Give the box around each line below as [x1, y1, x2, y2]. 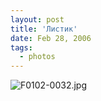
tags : [10, 42, 33, 53]
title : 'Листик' [10, 24, 78, 34]
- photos [19, 52, 56, 62]
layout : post [10, 14, 65, 25]
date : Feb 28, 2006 [10, 33, 92, 43]
